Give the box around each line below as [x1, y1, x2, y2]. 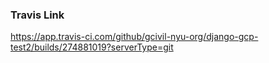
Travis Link [10, 8, 65, 22]
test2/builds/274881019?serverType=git [10, 41, 174, 53]
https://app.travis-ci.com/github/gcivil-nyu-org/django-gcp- [10, 31, 259, 43]
